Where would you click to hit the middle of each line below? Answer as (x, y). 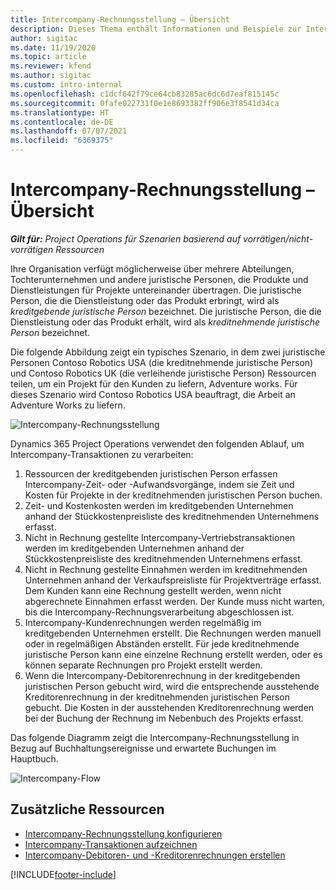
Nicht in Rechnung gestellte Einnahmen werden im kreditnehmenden (166, 569)
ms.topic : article (48, 57)
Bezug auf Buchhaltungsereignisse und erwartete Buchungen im (143, 748)
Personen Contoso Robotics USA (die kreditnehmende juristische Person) (162, 362)
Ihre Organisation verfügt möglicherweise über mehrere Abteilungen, (152, 268)
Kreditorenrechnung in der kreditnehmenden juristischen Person (157, 697)
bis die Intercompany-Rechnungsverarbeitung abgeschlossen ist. (159, 612)
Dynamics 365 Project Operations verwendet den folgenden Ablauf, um (157, 443)
